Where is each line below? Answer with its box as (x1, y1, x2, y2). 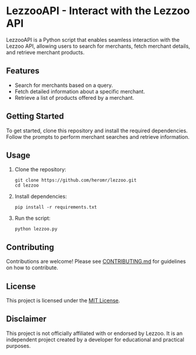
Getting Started (6, 111, 64, 122)
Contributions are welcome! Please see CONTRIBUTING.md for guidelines (6, 258, 186, 265)
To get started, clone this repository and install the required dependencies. (6, 127, 188, 134)
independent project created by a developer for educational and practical (6, 336, 185, 343)
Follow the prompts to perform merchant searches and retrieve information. (6, 133, 190, 140)
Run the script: (14, 214, 51, 222)
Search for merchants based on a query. (14, 82, 113, 89)
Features (6, 66, 40, 76)
